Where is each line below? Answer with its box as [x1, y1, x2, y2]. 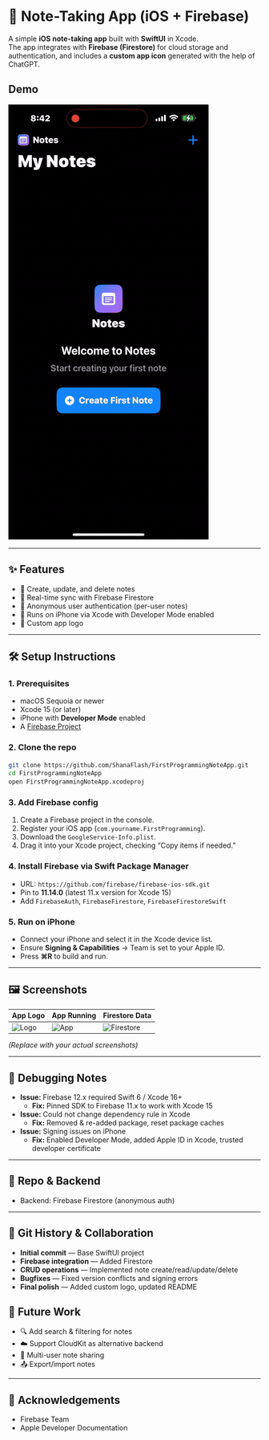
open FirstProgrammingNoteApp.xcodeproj [8, 778, 146, 786]
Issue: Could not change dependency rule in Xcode [19, 1109, 191, 1119]
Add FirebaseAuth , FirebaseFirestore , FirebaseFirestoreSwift [19, 896, 227, 905]
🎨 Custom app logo [19, 618, 84, 628]
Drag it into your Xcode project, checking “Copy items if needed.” [19, 840, 236, 850]
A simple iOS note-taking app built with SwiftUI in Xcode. [8, 34, 199, 43]
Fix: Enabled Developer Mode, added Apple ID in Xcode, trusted [31, 1135, 244, 1145]
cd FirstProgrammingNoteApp [8, 770, 102, 778]
